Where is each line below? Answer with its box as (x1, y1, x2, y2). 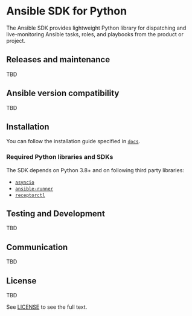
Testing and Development (6, 208, 106, 219)
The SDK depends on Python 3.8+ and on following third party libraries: (6, 166, 184, 173)
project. (6, 37, 26, 44)
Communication (6, 242, 68, 252)
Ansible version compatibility (6, 88, 120, 98)
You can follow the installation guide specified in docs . (6, 138, 141, 145)
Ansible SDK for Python (6, 4, 127, 18)
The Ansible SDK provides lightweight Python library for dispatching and (6, 24, 187, 31)
